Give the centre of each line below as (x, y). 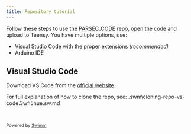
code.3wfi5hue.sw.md (33, 103)
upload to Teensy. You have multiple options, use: (67, 35)
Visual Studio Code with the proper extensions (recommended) (91, 46)
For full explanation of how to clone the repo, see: (67, 97)
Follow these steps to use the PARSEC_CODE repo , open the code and (92, 28)
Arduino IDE (29, 52)
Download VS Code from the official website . (61, 85)
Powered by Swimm (26, 126)
